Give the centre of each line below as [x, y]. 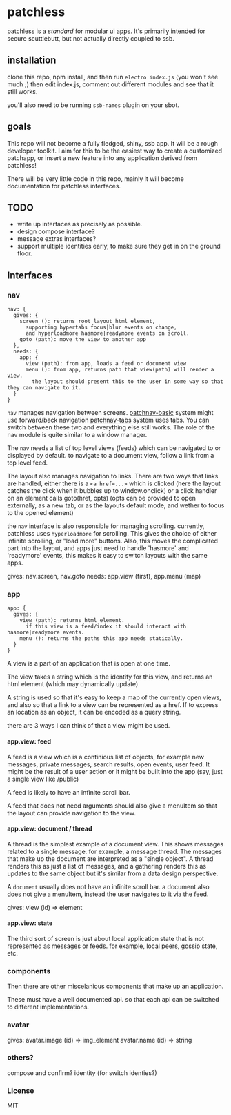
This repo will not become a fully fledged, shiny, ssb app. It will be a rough [113, 143]
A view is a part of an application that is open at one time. [89, 663]
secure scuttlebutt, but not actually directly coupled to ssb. [91, 38]
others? [20, 1058]
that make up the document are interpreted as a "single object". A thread [110, 859]
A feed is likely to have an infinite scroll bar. [69, 792]
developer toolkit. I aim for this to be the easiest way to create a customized [115, 151]
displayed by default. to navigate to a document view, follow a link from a [111, 456]
